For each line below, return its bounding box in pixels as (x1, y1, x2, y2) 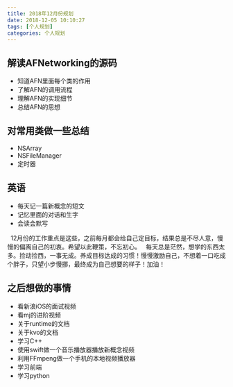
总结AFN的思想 (17, 103, 61, 111)
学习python (17, 371, 50, 379)
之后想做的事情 (7, 282, 71, 294)
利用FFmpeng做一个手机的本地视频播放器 (17, 354, 136, 362)
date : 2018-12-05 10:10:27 (7, 17, 85, 24)
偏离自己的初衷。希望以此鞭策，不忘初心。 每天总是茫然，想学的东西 (19, 242, 219, 251)
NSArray (17, 144, 42, 152)
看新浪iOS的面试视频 (17, 302, 76, 310)
